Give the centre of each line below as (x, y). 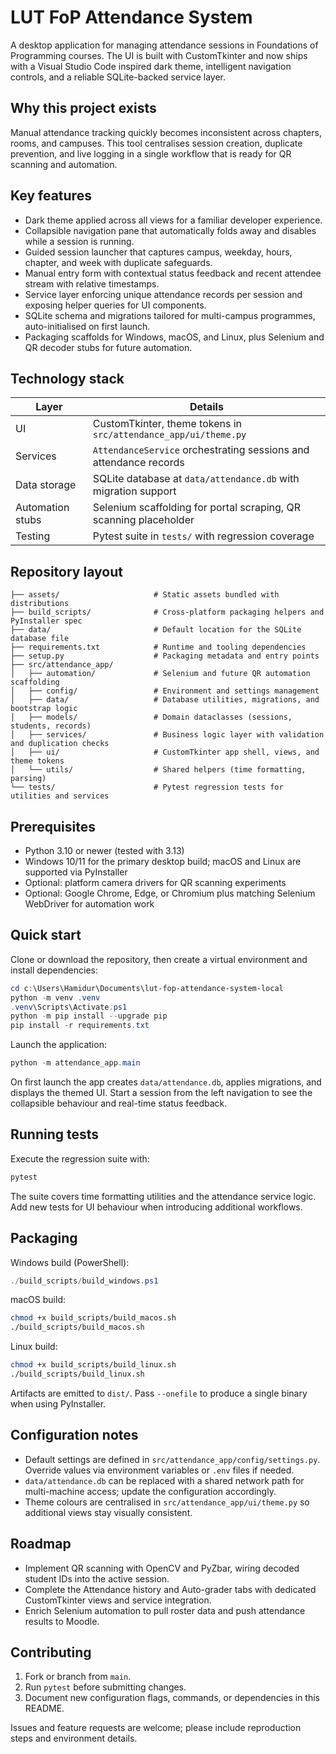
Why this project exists (83, 108)
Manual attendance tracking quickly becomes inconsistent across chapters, (166, 132)
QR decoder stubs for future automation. (108, 347)
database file (40, 639)
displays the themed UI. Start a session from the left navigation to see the (161, 1093)
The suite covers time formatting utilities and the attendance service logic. (163, 1196)
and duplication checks (60, 744)
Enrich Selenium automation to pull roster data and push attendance (165, 1610)
